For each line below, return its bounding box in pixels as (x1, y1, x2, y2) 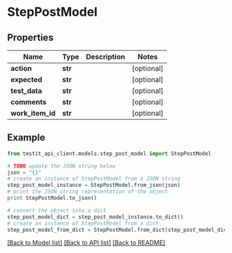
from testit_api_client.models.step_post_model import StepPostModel (7, 150, 212, 157)
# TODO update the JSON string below (7, 163, 116, 170)
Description (86, 52, 126, 61)
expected (10, 75, 43, 84)
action (10, 63, 32, 73)
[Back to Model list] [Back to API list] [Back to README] (7, 239, 166, 247)
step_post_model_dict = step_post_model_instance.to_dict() (7, 213, 184, 221)
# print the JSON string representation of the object (7, 188, 168, 195)
